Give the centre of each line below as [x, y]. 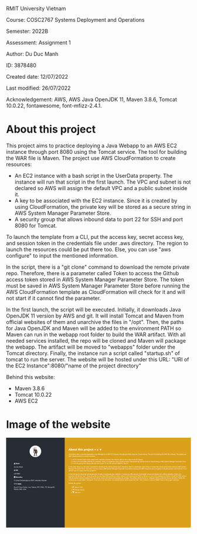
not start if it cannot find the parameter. [54, 298]
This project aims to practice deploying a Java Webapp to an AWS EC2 [91, 146]
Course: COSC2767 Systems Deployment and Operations [75, 20]
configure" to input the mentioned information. [62, 255]
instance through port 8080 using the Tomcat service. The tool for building [96, 151]
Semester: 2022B [27, 31]
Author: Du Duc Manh [32, 54]
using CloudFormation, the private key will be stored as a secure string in [103, 207]
